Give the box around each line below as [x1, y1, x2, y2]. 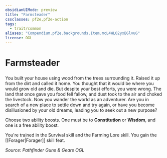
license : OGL [5, 36, 33, 41]
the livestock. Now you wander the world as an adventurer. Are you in [5, 96, 149, 102]
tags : [5, 21, 17, 27]
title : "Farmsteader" [5, 12, 51, 17]
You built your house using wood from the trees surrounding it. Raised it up [5, 75, 160, 81]
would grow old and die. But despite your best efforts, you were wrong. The [5, 86, 161, 92]
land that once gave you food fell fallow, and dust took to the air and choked [5, 91, 162, 97]
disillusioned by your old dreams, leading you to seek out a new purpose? [5, 107, 157, 113]
